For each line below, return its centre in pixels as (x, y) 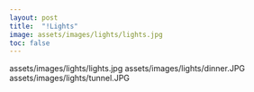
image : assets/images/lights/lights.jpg (86, 34)
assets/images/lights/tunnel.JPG (70, 78)
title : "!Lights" (44, 26)
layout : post (34, 18)
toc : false (30, 43)
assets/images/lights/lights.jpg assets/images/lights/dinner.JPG (127, 69)
